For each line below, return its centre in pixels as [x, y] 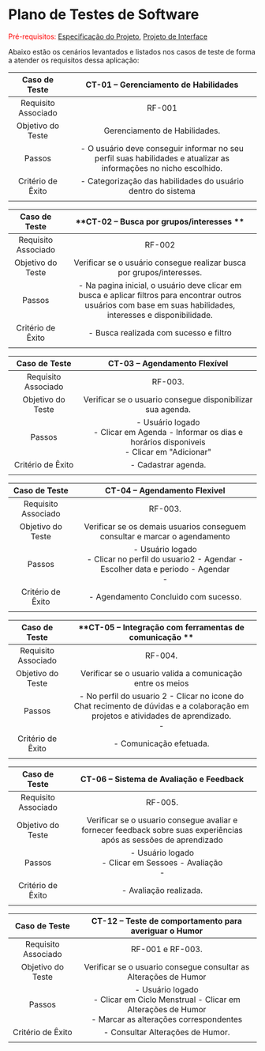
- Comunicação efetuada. [161, 743]
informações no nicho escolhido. [162, 168]
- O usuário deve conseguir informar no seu [162, 148]
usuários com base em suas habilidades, [160, 304]
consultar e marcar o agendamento [165, 536]
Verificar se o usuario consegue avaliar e [162, 820]
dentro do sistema [162, 191]
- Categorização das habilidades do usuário [162, 181]
